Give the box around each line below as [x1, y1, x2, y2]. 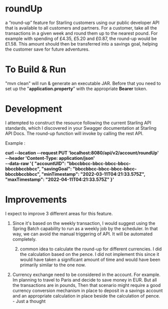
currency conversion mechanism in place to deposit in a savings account [12, 287, 163, 293]
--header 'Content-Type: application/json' [5, 155, 95, 161]
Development [5, 103, 62, 115]
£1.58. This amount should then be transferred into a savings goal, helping [5, 41, 158, 47]
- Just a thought [12, 298, 46, 304]
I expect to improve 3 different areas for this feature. [5, 210, 113, 216]
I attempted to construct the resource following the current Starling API [5, 120, 151, 126]
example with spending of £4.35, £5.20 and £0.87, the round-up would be [5, 36, 157, 42]
